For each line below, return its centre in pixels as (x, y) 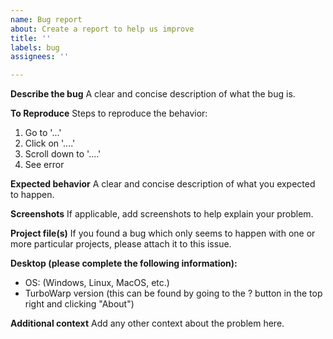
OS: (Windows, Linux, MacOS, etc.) (97, 283)
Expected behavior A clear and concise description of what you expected (163, 184)
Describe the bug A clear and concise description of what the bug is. (153, 94)
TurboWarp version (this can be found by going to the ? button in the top (173, 293)
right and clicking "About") (79, 304)
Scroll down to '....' (63, 154)
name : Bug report (46, 19)
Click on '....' (50, 143)
